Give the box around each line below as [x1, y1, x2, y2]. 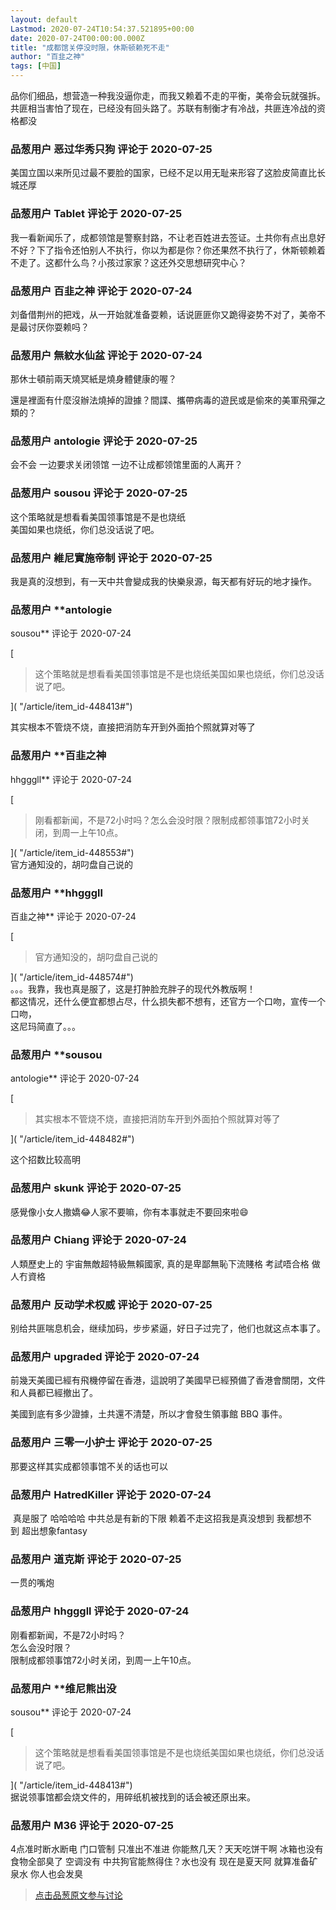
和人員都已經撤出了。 [10, 1387, 98, 1399]
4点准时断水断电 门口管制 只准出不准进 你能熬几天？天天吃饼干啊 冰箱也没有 [10, 1843, 324, 1855]
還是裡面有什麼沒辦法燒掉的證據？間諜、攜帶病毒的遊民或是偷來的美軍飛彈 [10, 394, 317, 406]
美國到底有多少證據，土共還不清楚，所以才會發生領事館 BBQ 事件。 [10, 1408, 288, 1420]
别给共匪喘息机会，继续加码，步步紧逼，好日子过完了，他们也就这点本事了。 [10, 1322, 326, 1335]
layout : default [10, 14, 78, 25]
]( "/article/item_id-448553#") [10, 846, 135, 858]
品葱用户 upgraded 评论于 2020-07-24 [10, 1350, 200, 1364]
